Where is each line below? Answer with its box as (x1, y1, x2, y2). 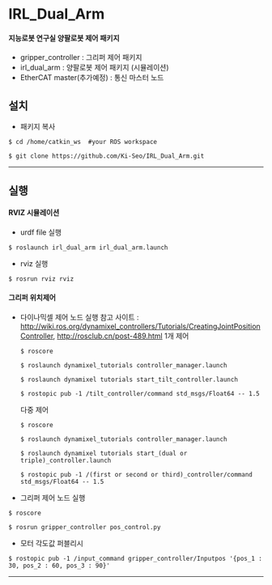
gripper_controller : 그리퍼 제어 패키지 (19, 53, 142, 62)
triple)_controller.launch (19, 456, 112, 464)
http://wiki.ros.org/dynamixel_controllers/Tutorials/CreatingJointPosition (19, 321, 261, 331)
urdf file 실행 (19, 227, 62, 237)
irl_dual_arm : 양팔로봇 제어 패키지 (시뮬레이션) (19, 62, 169, 73)
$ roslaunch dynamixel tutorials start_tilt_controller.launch (19, 375, 239, 384)
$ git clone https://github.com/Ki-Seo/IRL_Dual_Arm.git (8, 152, 205, 160)
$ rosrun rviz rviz (8, 274, 74, 283)
